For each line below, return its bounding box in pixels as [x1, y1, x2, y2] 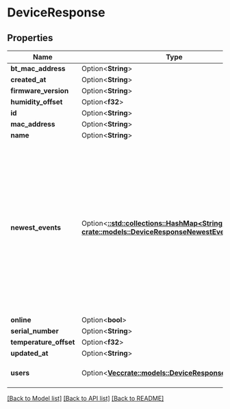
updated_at [10, 349, 49, 358]
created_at [10, 75, 47, 84]
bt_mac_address [10, 64, 66, 73]
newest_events [10, 223, 62, 232]
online [10, 315, 31, 324]
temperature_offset [10, 337, 75, 347]
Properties [7, 32, 53, 44]
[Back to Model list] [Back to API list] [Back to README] [7, 395, 164, 402]
